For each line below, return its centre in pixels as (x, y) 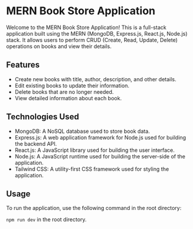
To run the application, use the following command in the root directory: (94, 208)
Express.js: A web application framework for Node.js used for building (100, 137)
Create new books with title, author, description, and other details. (96, 79)
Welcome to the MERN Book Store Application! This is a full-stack (86, 27)
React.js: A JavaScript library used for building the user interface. (95, 150)
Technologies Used (42, 117)
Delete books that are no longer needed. (64, 92)
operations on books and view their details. (59, 46)
